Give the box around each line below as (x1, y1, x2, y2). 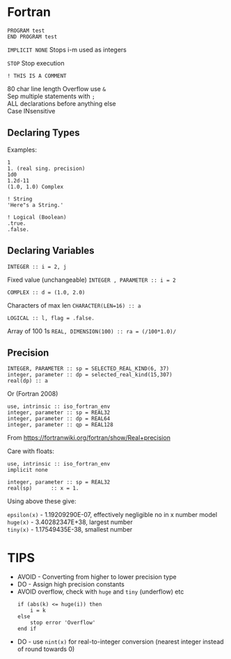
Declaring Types (7, 127, 80, 139)
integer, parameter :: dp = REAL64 (7, 415, 111, 422)
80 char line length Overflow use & (7, 84, 106, 93)
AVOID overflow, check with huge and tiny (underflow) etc (17, 587, 184, 596)
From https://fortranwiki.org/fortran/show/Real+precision (7, 434, 170, 442)
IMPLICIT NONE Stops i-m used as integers (7, 45, 127, 54)
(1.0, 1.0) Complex (7, 183, 64, 190)
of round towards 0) (17, 645, 75, 653)
